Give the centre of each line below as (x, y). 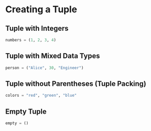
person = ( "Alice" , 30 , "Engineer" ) (44, 68)
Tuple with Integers (37, 28)
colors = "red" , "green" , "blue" (41, 96)
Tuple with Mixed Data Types (53, 56)
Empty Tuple (26, 111)
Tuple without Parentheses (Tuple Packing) (76, 84)
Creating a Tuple (41, 9)
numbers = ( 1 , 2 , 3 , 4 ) (31, 40)
